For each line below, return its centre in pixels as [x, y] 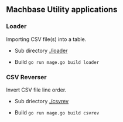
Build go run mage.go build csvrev [57, 112]
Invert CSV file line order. [36, 90]
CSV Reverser [26, 77]
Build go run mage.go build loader [57, 62]
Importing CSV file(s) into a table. [46, 39]
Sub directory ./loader [41, 50]
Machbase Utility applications [62, 10]
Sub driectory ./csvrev [42, 101]
